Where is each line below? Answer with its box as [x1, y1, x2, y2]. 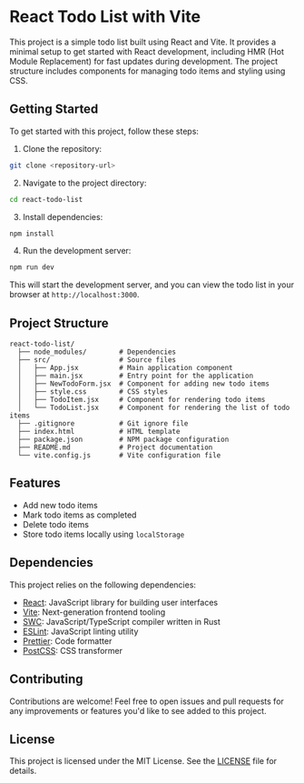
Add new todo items [22, 499, 98, 510]
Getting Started [9, 102, 99, 117]
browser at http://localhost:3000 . [9, 289, 140, 300]
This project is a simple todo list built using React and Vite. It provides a [9, 36, 277, 47]
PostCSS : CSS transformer [22, 645, 123, 656]
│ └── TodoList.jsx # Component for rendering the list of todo [17, 403, 290, 413]
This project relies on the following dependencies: [9, 579, 197, 590]
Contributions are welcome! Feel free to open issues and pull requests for [9, 696, 284, 707]
